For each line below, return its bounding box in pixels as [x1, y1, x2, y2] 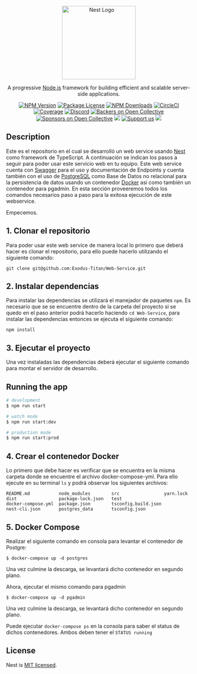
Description [6, 132, 50, 142]
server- [172, 84, 191, 91]
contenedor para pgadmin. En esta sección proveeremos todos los [6, 185, 168, 192]
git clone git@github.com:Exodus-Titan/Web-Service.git [6, 265, 146, 271]
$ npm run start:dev [6, 419, 57, 425]
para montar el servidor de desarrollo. [6, 365, 98, 372]
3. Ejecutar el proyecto [6, 343, 91, 353]
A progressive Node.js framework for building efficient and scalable [7, 84, 172, 91]
